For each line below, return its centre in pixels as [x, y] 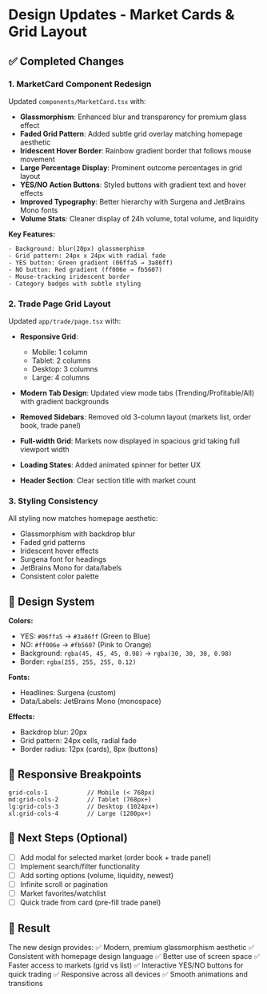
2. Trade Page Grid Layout [60, 304]
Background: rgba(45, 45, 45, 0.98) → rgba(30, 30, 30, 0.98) [126, 654]
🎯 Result [29, 928]
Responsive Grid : [49, 336]
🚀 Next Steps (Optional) [68, 838]
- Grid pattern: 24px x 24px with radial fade [87, 256]
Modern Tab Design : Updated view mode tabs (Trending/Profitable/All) [137, 393]
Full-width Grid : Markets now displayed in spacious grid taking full [130, 441]
